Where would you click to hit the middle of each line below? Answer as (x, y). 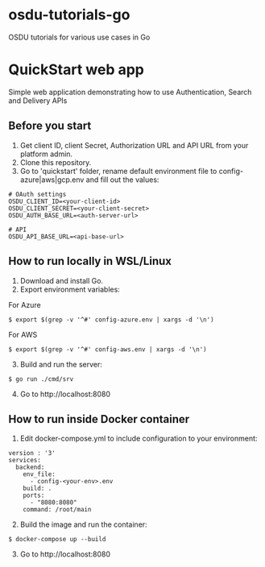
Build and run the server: (61, 364)
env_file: (39, 474)
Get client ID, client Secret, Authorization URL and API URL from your (134, 145)
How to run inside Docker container (99, 419)
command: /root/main (57, 510)
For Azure (25, 304)
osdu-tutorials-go (69, 15)
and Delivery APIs (38, 100)
